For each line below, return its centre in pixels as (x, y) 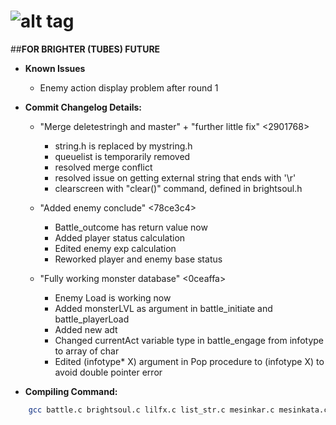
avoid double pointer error (108, 372)
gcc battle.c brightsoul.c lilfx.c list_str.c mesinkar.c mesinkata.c (178, 410)
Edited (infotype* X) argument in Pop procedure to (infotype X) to (189, 361)
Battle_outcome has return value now (131, 227)
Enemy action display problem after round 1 (129, 87)
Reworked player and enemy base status (138, 259)
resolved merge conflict (103, 167)
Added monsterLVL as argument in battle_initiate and (163, 308)
